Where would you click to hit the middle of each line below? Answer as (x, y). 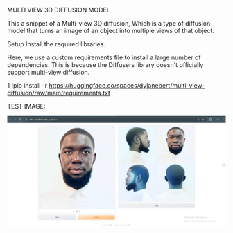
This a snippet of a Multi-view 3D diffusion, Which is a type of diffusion (109, 23)
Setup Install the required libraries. (57, 44)
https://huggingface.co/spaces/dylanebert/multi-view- (127, 85)
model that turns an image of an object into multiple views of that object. (111, 31)
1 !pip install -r (27, 85)
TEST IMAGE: (26, 106)
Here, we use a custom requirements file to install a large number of (104, 57)
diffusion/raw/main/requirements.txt (59, 93)
